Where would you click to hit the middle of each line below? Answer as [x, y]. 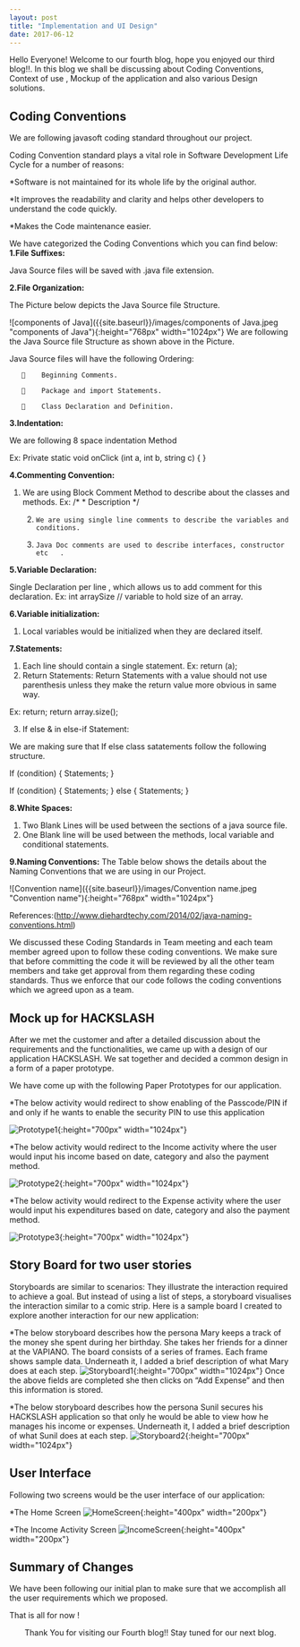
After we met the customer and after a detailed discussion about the [135, 1040]
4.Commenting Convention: [62, 475]
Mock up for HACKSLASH [82, 1018]
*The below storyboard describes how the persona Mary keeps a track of [146, 1332]
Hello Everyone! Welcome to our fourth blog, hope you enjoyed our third [142, 60]
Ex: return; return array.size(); [64, 712]
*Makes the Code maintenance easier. [81, 226]
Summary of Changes [72, 1567]
